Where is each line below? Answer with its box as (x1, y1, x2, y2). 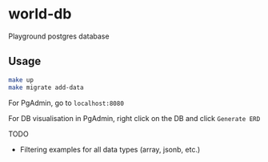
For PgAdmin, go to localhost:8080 (8, 98, 124, 107)
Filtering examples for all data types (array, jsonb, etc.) (19, 144, 201, 154)
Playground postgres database (8, 31, 110, 41)
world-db (8, 5, 72, 23)
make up (8, 75, 34, 84)
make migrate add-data (8, 83, 84, 91)
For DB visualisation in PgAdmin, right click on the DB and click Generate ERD (8, 113, 261, 123)
